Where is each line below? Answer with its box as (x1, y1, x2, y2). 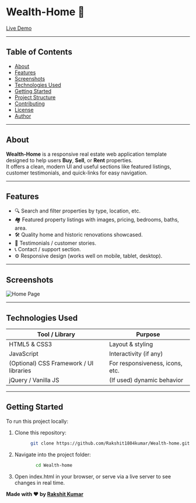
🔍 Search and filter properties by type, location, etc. (14, 207, 141, 214)
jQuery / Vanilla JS (9, 376, 60, 384)
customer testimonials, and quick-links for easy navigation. (6, 169, 148, 176)
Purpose (136, 330, 160, 338)
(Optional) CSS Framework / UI (9, 360, 94, 367)
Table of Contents (6, 47, 73, 57)
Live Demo (6, 25, 32, 32)
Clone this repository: (14, 429, 66, 436)
